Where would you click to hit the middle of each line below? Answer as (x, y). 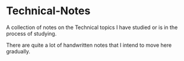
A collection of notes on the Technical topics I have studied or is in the (92, 27)
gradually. (18, 51)
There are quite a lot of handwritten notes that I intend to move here (89, 45)
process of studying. (31, 33)
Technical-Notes (48, 11)
